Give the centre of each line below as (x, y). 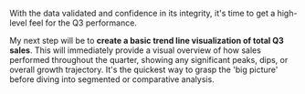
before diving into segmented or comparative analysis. (112, 79)
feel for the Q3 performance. (83, 23)
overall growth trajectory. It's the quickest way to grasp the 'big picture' (144, 69)
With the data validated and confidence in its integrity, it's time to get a (142, 13)
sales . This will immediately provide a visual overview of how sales (136, 50)
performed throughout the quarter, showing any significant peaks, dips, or (149, 60)
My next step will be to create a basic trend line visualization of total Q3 (147, 41)
